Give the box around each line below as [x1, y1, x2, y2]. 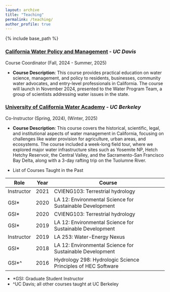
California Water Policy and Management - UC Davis [5, 48, 137, 55]
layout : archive [5, 7, 39, 13]
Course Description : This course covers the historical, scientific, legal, [12, 125, 160, 131]
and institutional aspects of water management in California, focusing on [12, 130, 164, 136]
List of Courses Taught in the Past [12, 167, 83, 173]
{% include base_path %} [5, 35, 59, 42]
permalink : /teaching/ [5, 17, 53, 22]
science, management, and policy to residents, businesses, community [12, 75, 161, 81]
